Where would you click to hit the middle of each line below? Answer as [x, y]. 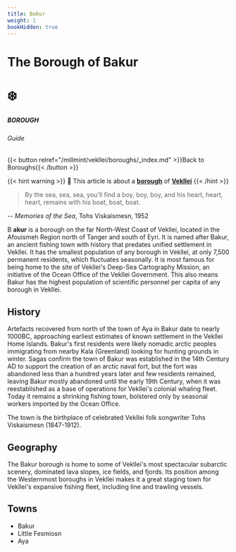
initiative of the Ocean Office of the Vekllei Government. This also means [113, 275]
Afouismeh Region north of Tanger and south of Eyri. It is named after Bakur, [118, 237]
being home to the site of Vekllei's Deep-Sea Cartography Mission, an [108, 267]
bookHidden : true [33, 27]
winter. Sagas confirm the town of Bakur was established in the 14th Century [118, 359]
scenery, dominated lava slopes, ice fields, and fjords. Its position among [113, 472]
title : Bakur [26, 14]
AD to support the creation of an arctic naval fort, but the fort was [103, 366]
